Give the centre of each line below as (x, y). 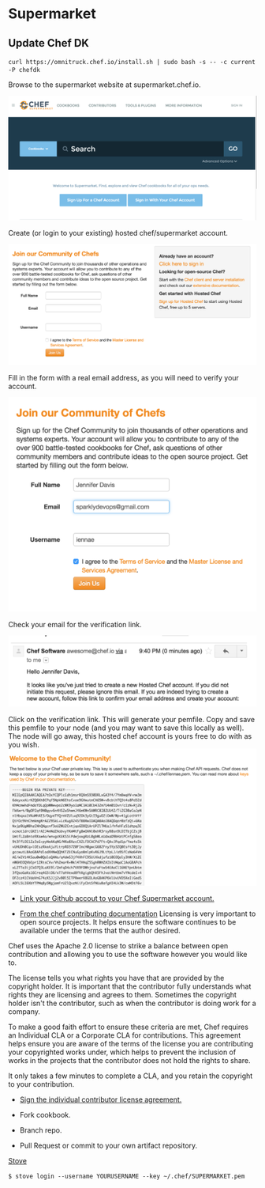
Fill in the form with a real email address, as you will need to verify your (123, 377)
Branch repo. (41, 1130)
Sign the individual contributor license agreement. (101, 1099)
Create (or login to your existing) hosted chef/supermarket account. (118, 233)
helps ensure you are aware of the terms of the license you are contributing (131, 1043)
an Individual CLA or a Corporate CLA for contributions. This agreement (125, 1035)
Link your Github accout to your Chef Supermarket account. (117, 898)
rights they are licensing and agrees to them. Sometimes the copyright (122, 994)
